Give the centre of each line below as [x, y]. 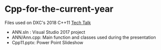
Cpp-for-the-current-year [59, 9]
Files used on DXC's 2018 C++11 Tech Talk [48, 23]
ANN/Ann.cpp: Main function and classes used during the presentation [84, 37]
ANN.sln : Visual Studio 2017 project [48, 32]
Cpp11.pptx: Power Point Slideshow [47, 42]
